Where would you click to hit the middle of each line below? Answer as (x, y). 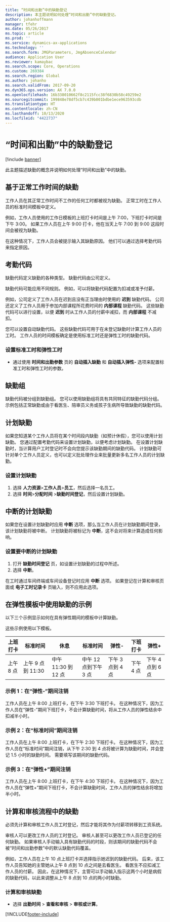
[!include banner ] (23, 159)
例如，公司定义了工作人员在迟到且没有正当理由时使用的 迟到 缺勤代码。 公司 (85, 299)
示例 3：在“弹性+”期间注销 (38, 769)
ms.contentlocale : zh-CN (31, 109)
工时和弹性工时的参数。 (41, 368)
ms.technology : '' (25, 48)
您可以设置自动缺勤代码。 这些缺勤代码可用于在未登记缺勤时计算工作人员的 (83, 329)
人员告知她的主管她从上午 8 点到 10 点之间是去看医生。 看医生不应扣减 (83, 865)
